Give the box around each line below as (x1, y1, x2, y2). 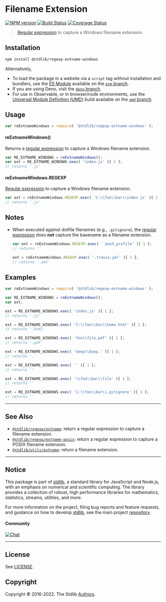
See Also (5, 412, 33, 421)
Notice (5, 466, 26, 474)
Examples (5, 273, 36, 281)
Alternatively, (5, 66, 32, 72)
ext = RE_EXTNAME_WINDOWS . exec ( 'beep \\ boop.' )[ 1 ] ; (5, 349, 121, 354)
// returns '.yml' (12, 259, 50, 265)
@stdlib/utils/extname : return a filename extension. (12, 446, 119, 452)
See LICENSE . (5, 563, 34, 569)
